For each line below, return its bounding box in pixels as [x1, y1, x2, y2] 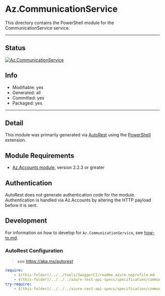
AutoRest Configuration [5, 247, 63, 254]
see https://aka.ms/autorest [17, 259, 74, 264]
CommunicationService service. [5, 25, 70, 31]
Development [5, 217, 48, 225]
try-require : [5, 282, 32, 287]
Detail [5, 119, 24, 127]
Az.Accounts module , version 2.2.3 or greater [12, 164, 105, 170]
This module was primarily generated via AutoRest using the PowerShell [5, 132, 151, 138]
